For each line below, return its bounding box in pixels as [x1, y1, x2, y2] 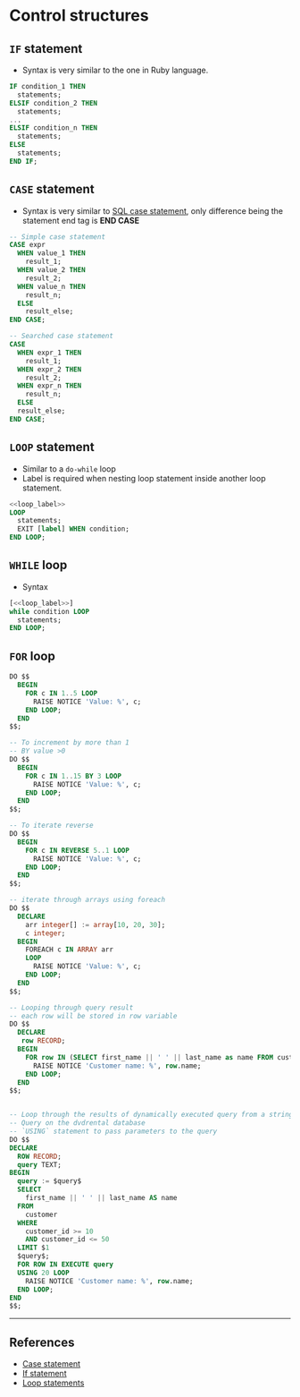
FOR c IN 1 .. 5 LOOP [25, 688, 98, 698]
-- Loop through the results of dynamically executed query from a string [9, 1111, 294, 1120]
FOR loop [9, 648, 55, 663]
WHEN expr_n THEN [17, 381, 82, 390]
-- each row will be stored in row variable [9, 1011, 178, 1020]
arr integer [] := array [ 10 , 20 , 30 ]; [25, 920, 166, 929]
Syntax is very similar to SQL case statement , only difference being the [21, 205, 284, 216]
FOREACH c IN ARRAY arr [25, 945, 114, 954]
